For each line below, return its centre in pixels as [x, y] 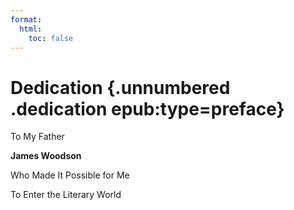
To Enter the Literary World [66, 195]
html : [31, 29]
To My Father [37, 137]
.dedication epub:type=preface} [147, 108]
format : [26, 19]
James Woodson [46, 156]
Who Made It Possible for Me [70, 175]
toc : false [51, 38]
